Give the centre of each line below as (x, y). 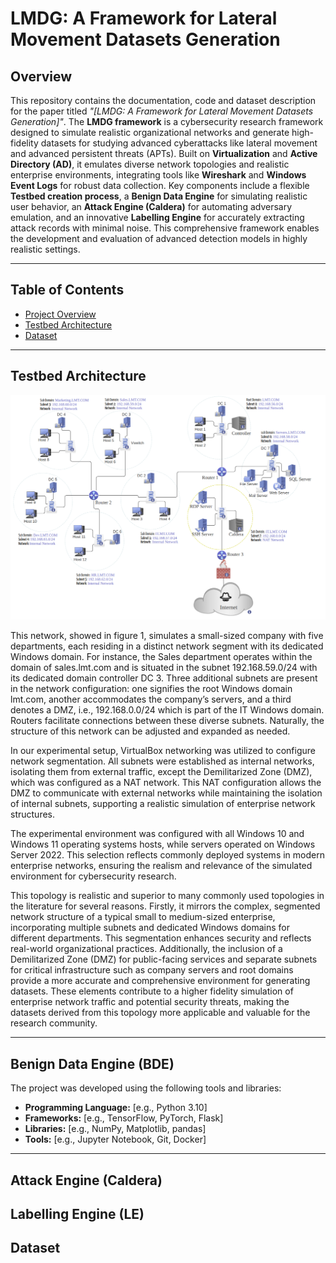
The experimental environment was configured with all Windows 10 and (157, 834)
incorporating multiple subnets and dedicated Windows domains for (150, 928)
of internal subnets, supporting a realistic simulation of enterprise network (163, 804)
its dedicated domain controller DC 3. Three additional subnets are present (164, 678)
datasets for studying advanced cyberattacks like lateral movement (179, 143)
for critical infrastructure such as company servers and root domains (152, 970)
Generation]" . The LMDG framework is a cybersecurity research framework (167, 121)
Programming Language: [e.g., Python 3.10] (116, 1108)
